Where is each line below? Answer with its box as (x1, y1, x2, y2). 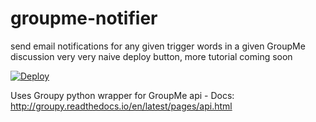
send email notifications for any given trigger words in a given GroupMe (10, 40, 306, 52)
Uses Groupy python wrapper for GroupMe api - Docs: (10, 89, 235, 101)
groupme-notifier (10, 7, 158, 30)
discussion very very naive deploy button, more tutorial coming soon (10, 50, 293, 62)
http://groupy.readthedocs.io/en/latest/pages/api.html (10, 100, 233, 112)
